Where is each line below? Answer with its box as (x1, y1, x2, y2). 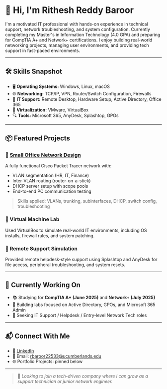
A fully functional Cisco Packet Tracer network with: (5, 163, 112, 169)
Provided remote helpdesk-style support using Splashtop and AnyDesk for (5, 257, 158, 263)
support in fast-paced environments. (5, 47, 81, 53)
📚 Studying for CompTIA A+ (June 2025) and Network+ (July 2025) (12, 294, 156, 300)
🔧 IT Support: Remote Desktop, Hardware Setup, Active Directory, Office (12, 96, 162, 102)
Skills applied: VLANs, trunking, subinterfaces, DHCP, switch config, (17, 198, 158, 204)
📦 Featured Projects (5, 134, 71, 143)
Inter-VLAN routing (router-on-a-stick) (12, 178, 91, 184)
